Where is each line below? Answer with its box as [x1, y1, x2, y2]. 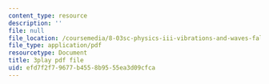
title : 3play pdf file [8, 57, 84, 65]
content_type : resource [8, 11, 88, 20]
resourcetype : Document [8, 49, 88, 57]
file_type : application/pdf [8, 42, 102, 50]
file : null [8, 26, 45, 34]
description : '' [8, 19, 62, 27]
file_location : [8, 34, 59, 42]
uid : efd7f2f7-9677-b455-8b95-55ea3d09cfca [8, 64, 156, 72]
